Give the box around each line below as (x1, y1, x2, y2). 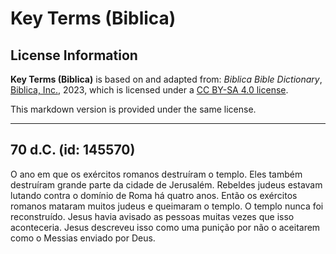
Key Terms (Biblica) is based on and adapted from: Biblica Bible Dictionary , (10, 73, 323, 85)
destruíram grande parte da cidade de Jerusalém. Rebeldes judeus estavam (10, 178, 323, 191)
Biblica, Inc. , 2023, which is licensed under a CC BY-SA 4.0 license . (10, 84, 289, 96)
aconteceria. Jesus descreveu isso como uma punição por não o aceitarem (10, 221, 321, 233)
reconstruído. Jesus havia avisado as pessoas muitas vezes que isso (10, 210, 295, 222)
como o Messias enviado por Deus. (10, 232, 156, 244)
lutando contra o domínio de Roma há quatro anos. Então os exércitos (10, 189, 298, 201)
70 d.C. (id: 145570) (10, 142, 136, 159)
